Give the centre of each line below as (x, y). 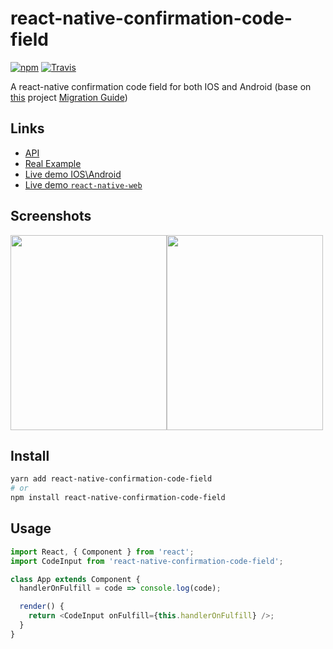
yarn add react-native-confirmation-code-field (111, 479)
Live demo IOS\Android (73, 174)
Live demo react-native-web (83, 184)
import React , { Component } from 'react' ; (102, 552)
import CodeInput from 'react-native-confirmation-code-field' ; (147, 561)
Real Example (53, 163)
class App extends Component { (75, 579)
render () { (42, 607)
